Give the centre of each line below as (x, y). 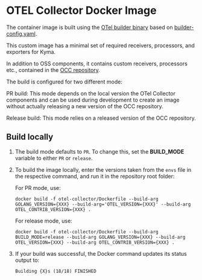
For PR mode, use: (38, 187)
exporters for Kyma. (31, 51)
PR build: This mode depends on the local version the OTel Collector (91, 93)
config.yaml (21, 33)
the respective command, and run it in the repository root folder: (95, 176)
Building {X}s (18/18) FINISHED (55, 271)
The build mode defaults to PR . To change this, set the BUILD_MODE (99, 151)
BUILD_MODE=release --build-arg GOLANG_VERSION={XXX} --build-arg (100, 237)
